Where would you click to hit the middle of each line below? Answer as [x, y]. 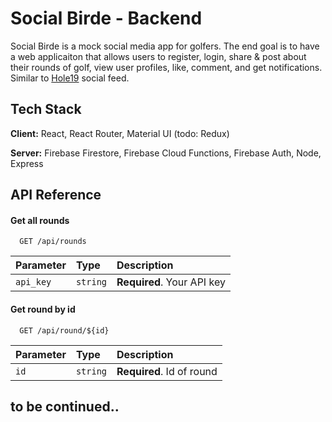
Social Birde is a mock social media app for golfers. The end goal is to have [165, 46]
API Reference [56, 195]
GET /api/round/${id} [64, 330]
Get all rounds [40, 220]
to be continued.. [65, 406]
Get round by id [43, 309]
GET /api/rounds [53, 242]
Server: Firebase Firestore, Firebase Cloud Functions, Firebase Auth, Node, [166, 153]
